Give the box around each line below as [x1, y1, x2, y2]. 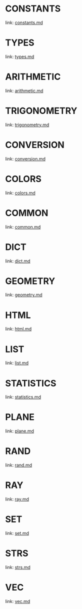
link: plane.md [5, 428, 34, 434]
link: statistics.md [5, 394, 41, 400]
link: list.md [5, 360, 29, 366]
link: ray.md [5, 496, 29, 502]
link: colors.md [5, 189, 36, 195]
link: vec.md [5, 598, 30, 604]
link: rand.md [5, 462, 32, 468]
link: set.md [5, 530, 29, 536]
